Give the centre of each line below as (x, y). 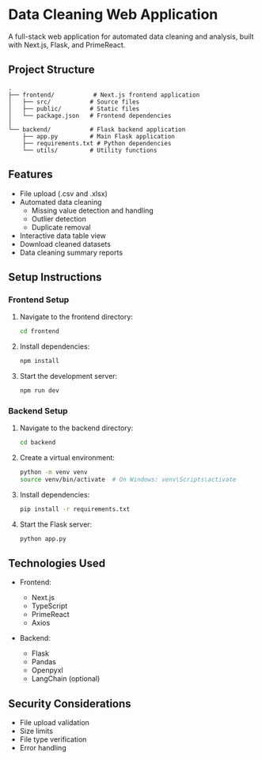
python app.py (43, 539)
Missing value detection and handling (93, 210)
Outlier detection (59, 218)
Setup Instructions (55, 277)
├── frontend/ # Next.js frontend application (104, 95)
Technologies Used (57, 563)
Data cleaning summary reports (71, 252)
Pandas (44, 662)
